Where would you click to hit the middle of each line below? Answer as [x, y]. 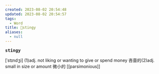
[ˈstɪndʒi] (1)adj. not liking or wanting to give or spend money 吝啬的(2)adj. [80, 60]
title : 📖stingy [21, 28]
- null [16, 37]
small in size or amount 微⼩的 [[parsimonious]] [53, 66]
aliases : [14, 32]
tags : [11, 18]
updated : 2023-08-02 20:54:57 [36, 14]
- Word [16, 23]
